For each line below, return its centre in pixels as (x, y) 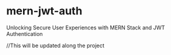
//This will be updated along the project (55, 45)
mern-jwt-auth (45, 11)
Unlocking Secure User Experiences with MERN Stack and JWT (86, 27)
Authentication (25, 33)
